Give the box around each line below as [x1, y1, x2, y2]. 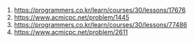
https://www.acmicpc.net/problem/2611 [13, 28, 128, 36]
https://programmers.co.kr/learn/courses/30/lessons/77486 [13, 21, 188, 28]
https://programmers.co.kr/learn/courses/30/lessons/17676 [13, 6, 186, 14]
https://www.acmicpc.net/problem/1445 [13, 13, 130, 21]
